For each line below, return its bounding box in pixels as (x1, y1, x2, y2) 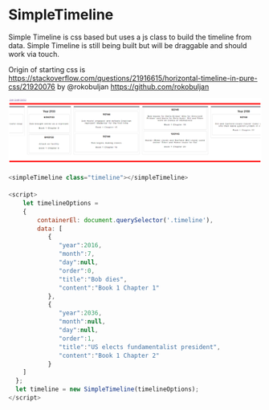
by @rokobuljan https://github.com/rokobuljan (57, 82, 210, 91)
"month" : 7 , (59, 250, 95, 258)
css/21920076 (8, 82, 56, 91)
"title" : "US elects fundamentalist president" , (59, 343, 221, 351)
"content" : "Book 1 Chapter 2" (59, 351, 160, 359)
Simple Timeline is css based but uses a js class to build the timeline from (8, 32, 252, 42)
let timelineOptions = (22, 199, 99, 207)
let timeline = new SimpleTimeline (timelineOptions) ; (15, 385, 199, 394)
